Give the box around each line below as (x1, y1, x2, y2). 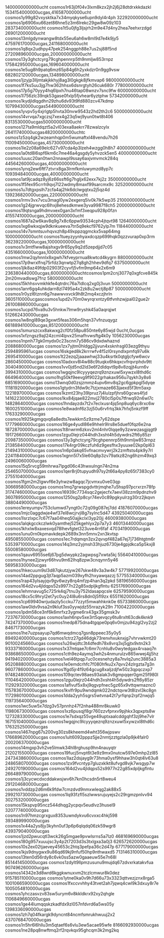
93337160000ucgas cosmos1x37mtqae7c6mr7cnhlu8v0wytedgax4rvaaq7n (5, 645, 157, 651)
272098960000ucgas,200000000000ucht (5, 51, 92, 57)
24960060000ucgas (5, 458, 47, 463)
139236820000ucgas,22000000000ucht (5, 192, 88, 198)
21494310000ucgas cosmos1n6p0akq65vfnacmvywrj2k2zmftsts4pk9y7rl (5, 448, 153, 453)
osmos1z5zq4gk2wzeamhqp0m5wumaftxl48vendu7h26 (5, 134, 118, 140)
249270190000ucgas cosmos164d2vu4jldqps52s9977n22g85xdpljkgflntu (5, 766, 154, 771)
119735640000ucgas (5, 698, 47, 703)
